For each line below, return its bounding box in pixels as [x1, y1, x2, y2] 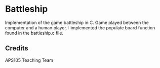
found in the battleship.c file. [5, 30, 63, 36]
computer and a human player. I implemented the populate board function [5, 24, 156, 30]
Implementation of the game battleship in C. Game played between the [5, 20, 149, 25]
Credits [5, 44, 29, 52]
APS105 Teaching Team [5, 57, 53, 63]
